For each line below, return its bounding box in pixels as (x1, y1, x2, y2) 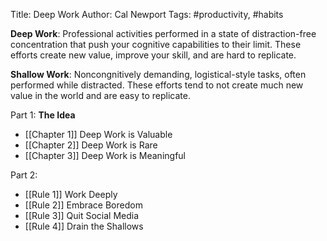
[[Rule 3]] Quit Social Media (24, 210, 140, 221)
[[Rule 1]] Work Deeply (24, 189, 118, 200)
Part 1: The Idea (10, 109, 76, 121)
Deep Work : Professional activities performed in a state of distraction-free (10, 28, 317, 39)
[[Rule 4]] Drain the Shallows (24, 220, 144, 232)
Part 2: (10, 169, 38, 181)
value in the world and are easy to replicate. (10, 90, 191, 101)
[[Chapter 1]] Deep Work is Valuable (24, 129, 173, 140)
